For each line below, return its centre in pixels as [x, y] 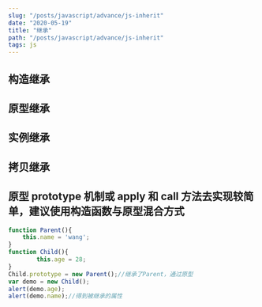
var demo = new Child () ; [49, 282]
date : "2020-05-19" [40, 23]
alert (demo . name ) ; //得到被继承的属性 [65, 296]
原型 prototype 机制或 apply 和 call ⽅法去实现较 [126, 197]
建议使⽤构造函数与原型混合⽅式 [107, 212]
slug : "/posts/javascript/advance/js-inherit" [86, 15]
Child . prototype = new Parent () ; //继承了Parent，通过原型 [101, 274]
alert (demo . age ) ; [37, 289]
